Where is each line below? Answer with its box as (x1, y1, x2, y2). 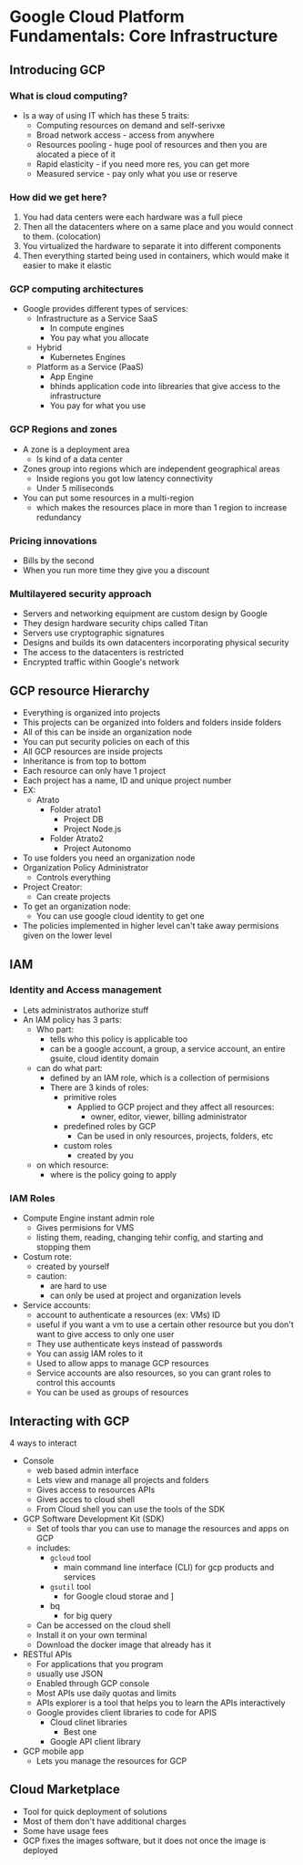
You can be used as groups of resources (35, 1387, 189, 1398)
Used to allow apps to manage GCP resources (35, 1358, 209, 1369)
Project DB (63, 814, 104, 825)
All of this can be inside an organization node (22, 726, 193, 737)
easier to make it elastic (22, 260, 112, 271)
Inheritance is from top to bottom (22, 756, 147, 767)
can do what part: (35, 1062, 103, 1073)
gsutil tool (49, 1581, 91, 1592)
